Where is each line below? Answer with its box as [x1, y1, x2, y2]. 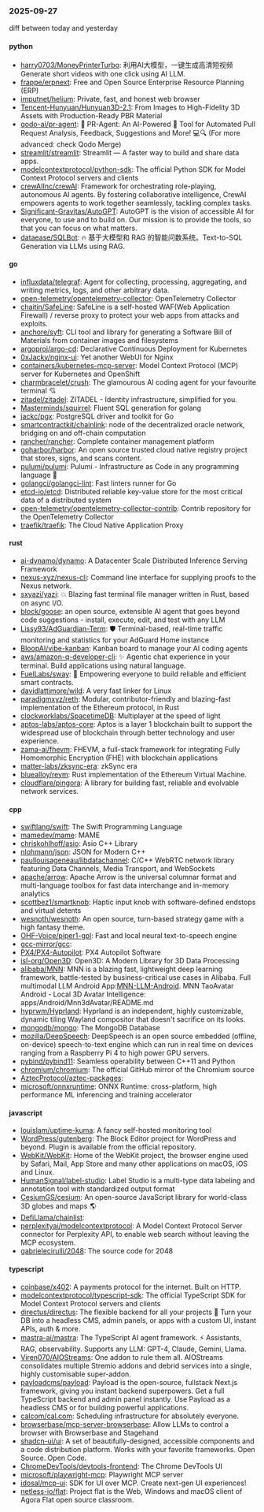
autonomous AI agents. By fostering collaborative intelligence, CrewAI [20, 189, 247, 199]
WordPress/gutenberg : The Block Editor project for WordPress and [20, 1134, 236, 1144]
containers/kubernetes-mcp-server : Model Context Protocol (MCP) [20, 360, 239, 370]
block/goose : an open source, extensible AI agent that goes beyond [20, 606, 240, 616]
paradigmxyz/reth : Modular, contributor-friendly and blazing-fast [20, 694, 231, 703]
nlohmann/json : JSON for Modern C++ [20, 847, 146, 857]
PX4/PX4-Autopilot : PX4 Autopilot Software [20, 948, 162, 957]
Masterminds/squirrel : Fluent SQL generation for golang [20, 403, 202, 412]
